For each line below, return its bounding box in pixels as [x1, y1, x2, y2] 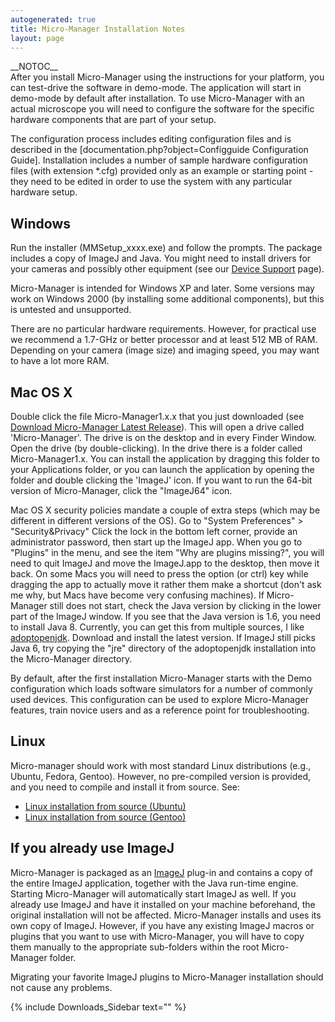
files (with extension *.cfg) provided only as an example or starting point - [10, 165, 314, 177]
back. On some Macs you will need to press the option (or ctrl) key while [10, 568, 309, 580]
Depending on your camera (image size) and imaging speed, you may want [10, 344, 320, 356]
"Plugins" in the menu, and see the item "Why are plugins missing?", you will [10, 547, 325, 558]
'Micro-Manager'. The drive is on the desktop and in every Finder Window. [10, 432, 317, 443]
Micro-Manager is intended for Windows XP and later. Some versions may [10, 282, 315, 295]
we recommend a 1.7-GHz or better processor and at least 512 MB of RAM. [10, 334, 318, 346]
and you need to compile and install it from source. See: [10, 781, 241, 793]
